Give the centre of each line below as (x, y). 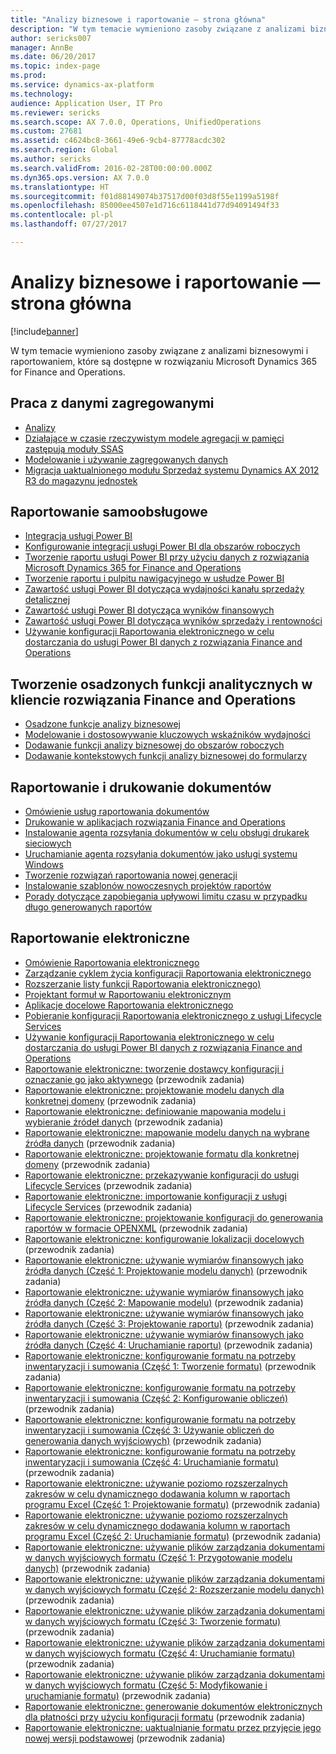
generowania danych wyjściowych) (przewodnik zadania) (143, 1440)
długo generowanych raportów (88, 907)
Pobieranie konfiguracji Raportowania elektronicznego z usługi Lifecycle (173, 1015)
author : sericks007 (51, 38)
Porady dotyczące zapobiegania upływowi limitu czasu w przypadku (166, 897)
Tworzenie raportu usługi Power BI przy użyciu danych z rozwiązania (167, 557)
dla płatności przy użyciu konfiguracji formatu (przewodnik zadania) (165, 1717)
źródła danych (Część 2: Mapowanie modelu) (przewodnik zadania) (164, 1302)
